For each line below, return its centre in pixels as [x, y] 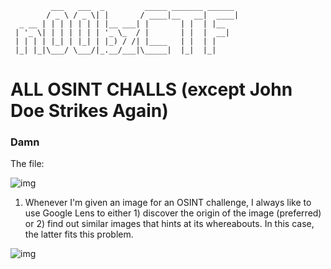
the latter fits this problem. [79, 234]
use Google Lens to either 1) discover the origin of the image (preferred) [173, 213]
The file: [27, 164]
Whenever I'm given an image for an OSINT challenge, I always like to [168, 203]
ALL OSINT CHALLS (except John [151, 89]
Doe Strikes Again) [89, 111]
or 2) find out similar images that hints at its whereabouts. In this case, [169, 224]
